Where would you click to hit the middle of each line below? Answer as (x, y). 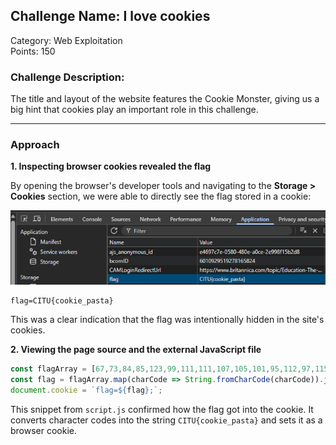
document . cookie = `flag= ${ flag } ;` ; (86, 390)
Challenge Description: (67, 77)
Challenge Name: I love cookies (110, 16)
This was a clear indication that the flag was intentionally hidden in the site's (167, 319)
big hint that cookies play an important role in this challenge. (134, 110)
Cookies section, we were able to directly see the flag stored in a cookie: (161, 196)
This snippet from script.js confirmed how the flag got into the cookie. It (162, 409)
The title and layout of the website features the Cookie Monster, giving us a (165, 99)
